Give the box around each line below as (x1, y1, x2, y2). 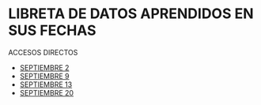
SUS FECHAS (8, 21, 96, 39)
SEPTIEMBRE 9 (19, 71, 70, 81)
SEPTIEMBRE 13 (19, 80, 73, 89)
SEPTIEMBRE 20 (19, 88, 74, 97)
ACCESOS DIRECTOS (8, 47, 78, 57)
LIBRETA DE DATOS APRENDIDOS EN (8, 5, 254, 23)
